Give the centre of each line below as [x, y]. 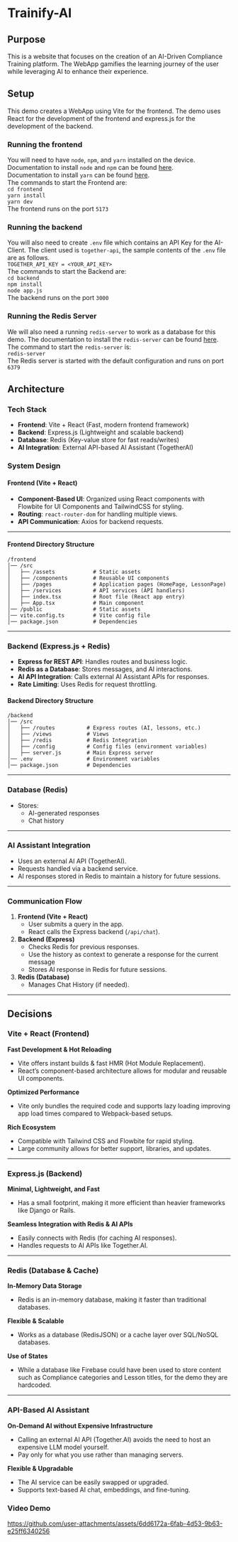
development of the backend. [50, 126]
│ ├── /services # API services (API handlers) [96, 590]
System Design [34, 466]
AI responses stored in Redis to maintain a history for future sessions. [119, 876]
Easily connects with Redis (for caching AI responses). [97, 1238]
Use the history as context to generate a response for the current [123, 955]
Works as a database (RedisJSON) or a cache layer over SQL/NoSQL [118, 1335]
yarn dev [20, 202]
